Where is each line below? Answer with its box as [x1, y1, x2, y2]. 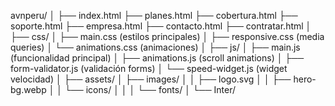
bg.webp [10, 84, 47, 95]
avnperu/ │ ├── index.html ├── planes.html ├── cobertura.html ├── [10, 10, 298, 21]
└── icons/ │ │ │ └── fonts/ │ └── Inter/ [64, 84, 237, 95]
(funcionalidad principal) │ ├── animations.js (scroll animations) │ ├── [10, 52, 305, 64]
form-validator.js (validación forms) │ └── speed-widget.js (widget [10, 63, 288, 74]
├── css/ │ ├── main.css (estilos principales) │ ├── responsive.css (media [10, 31, 325, 42]
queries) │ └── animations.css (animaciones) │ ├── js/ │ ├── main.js [10, 41, 301, 53]
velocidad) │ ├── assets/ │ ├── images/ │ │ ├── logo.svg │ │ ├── [10, 73, 292, 85]
